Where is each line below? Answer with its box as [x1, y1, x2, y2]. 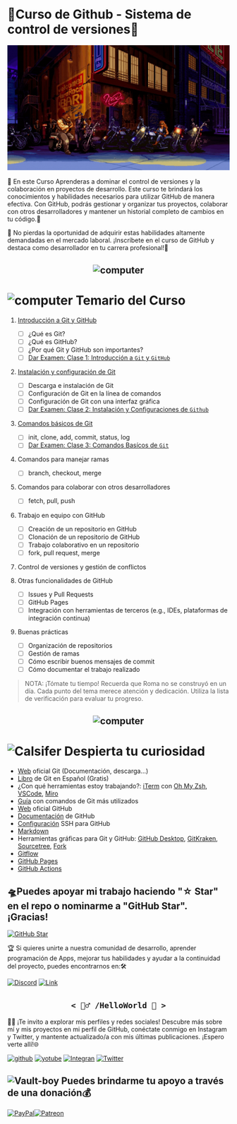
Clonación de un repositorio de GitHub [28, 533, 140, 541]
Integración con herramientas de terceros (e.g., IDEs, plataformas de [28, 605, 228, 614]
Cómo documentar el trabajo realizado [28, 665, 140, 674]
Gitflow [17, 849, 39, 858]
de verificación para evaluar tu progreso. [24, 694, 143, 703]
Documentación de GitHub [17, 812, 95, 820]
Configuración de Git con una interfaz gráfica [28, 397, 160, 406]
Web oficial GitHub [17, 804, 73, 812]
